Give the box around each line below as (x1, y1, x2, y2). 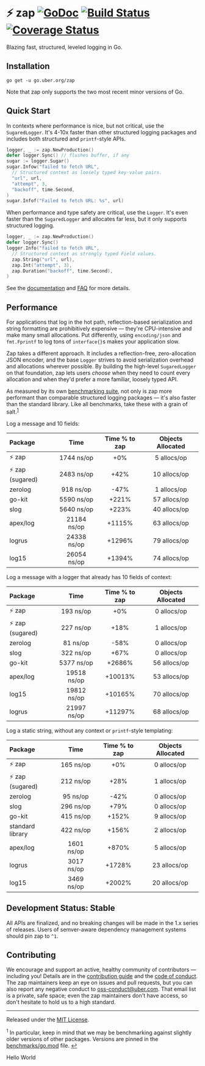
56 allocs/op (153, 659, 189, 667)
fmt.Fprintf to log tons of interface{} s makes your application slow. (6, 338, 180, 345)
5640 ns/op (59, 505, 93, 513)
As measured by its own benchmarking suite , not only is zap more (6, 387, 173, 395)
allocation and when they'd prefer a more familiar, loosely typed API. (6, 376, 178, 383)
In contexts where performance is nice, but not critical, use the (6, 122, 164, 130)
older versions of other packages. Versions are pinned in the (6, 1035, 159, 1043)
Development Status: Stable (6, 903, 115, 913)
